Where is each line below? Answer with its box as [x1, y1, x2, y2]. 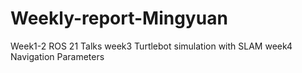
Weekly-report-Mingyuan [10, 7, 228, 30]
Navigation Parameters [10, 50, 105, 62]
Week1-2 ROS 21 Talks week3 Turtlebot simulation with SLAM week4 [10, 40, 293, 52]
